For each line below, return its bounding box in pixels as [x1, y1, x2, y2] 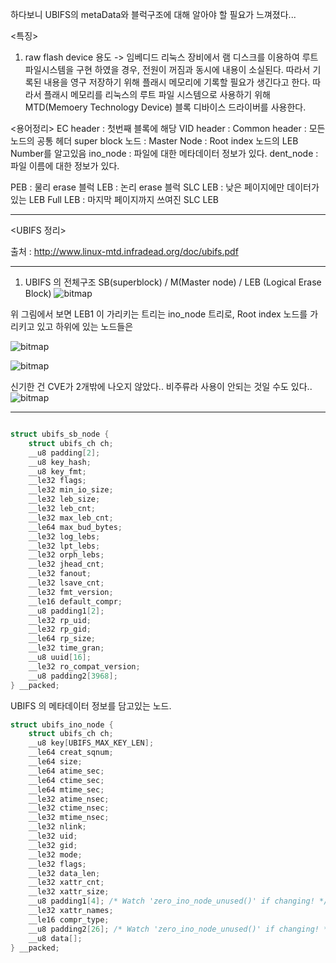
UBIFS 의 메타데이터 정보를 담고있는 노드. [10, 699, 172, 712]
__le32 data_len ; [28, 868, 101, 878]
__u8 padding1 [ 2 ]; [28, 606, 105, 616]
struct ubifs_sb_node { [10, 429, 110, 439]
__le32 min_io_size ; [28, 485, 114, 495]
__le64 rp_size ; [28, 634, 97, 644]
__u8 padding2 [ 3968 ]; [28, 671, 118, 681]
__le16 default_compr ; [28, 596, 123, 607]
